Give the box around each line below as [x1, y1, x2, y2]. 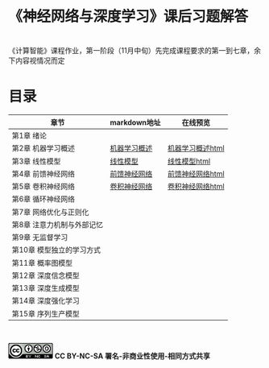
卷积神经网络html [168, 182, 225, 192]
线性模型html [168, 156, 211, 166]
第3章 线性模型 [11, 156, 61, 166]
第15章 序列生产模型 [11, 308, 80, 318]
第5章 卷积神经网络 [11, 182, 75, 192]
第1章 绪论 [11, 130, 47, 141]
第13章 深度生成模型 [11, 283, 80, 293]
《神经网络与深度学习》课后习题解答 [8, 7, 249, 26]
